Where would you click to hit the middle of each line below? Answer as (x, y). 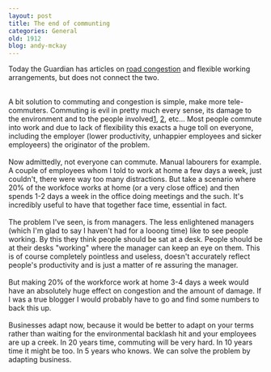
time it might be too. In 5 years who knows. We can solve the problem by (129, 351)
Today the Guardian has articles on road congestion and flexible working (129, 69)
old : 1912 (25, 38)
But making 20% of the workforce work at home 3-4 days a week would (129, 282)
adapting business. (40, 360)
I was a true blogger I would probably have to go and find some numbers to (134, 299)
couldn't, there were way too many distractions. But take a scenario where (132, 180)
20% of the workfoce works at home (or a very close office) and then (124, 188)
